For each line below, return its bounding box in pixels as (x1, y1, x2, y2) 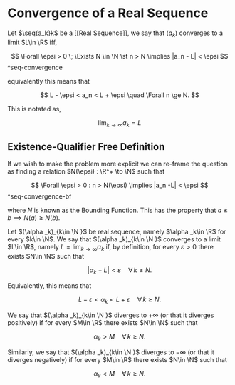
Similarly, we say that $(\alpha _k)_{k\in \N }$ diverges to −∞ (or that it (7, 348, 215, 356)
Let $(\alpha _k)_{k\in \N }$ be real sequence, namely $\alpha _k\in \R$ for (7, 227, 226, 236)
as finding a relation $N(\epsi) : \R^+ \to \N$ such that (7, 167, 165, 176)
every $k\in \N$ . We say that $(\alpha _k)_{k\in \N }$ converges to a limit (7, 235, 221, 244)
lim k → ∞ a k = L (98, 118, 142, 129)
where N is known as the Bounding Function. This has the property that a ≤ (7, 206, 229, 215)
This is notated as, (7, 104, 62, 113)
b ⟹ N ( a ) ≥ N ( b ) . (7, 214, 61, 222)
